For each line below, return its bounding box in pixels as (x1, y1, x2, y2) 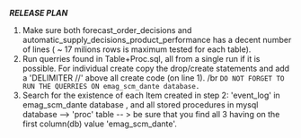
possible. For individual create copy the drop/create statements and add (22, 63, 290, 73)
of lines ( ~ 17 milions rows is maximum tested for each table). (22, 44, 252, 55)
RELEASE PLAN (9, 8, 68, 18)
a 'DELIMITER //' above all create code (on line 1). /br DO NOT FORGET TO (22, 73, 285, 83)
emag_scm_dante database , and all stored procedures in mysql (22, 99, 259, 110)
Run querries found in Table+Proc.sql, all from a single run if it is (22, 54, 261, 64)
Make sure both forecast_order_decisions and (22, 25, 192, 35)
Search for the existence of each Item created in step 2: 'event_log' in (22, 90, 280, 100)
